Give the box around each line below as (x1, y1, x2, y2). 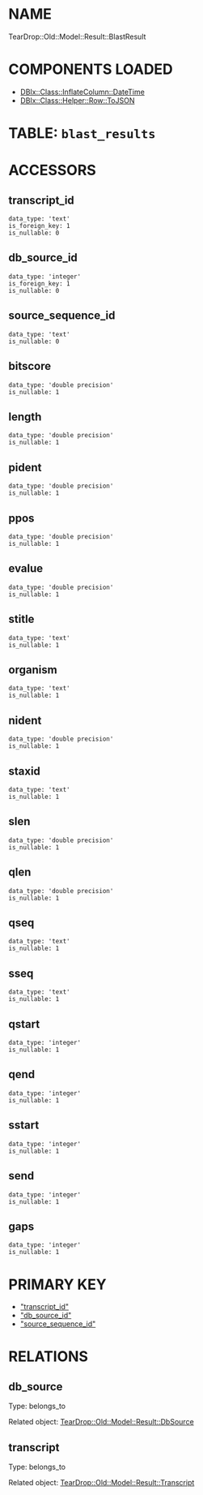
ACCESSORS (8, 161, 97, 179)
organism (8, 663, 58, 677)
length (8, 410, 42, 423)
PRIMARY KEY (8, 1275, 107, 1294)
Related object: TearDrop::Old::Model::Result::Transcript (8, 1478, 195, 1488)
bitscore (8, 359, 52, 373)
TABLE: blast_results (8, 124, 156, 143)
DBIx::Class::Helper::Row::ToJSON (19, 95, 135, 105)
